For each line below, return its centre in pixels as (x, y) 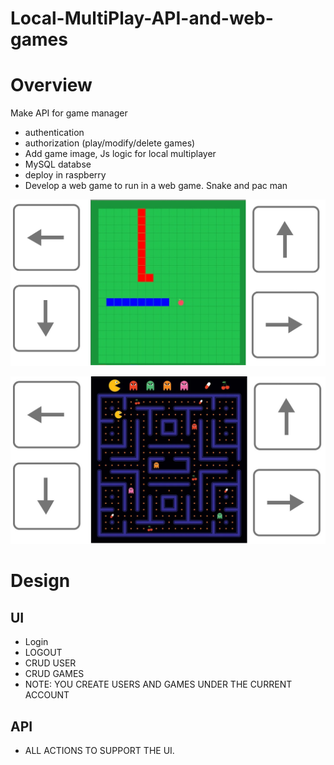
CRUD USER (50, 663)
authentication (54, 133)
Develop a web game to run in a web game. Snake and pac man (156, 186)
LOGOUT (43, 653)
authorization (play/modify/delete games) (110, 143)
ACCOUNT (47, 695)
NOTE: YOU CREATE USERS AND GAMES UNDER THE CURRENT (158, 684)
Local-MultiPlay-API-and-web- (142, 18)
